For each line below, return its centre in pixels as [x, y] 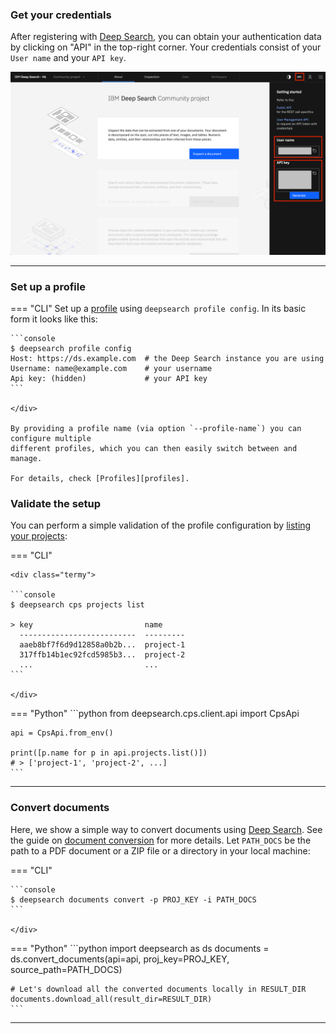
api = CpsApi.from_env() [62, 733]
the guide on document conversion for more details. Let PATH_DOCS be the [161, 840]
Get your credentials [61, 15]
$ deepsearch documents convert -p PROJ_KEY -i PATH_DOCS [133, 899]
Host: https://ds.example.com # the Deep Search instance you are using [167, 358]
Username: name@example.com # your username [111, 368]
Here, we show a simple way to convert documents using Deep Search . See [166, 829]
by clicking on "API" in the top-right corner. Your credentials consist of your [166, 47]
